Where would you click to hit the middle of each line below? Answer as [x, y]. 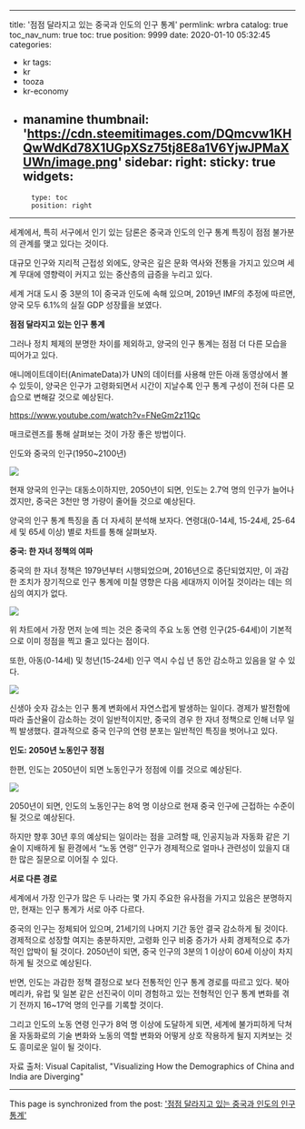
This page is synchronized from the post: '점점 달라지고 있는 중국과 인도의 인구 [152, 1104]
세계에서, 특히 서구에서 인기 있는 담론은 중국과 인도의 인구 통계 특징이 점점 [140, 232]
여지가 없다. [47, 593]
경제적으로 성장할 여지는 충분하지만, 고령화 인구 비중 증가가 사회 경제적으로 [142, 940]
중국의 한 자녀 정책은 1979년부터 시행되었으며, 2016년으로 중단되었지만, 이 [141, 570]
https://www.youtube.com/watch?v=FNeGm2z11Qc [105, 415]
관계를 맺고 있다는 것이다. [64, 243]
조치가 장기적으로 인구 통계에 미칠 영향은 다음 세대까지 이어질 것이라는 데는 [151, 581]
